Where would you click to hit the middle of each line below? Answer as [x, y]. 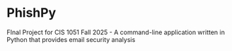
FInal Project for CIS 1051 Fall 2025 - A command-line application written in [116, 32]
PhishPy [31, 13]
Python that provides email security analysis [71, 39]
